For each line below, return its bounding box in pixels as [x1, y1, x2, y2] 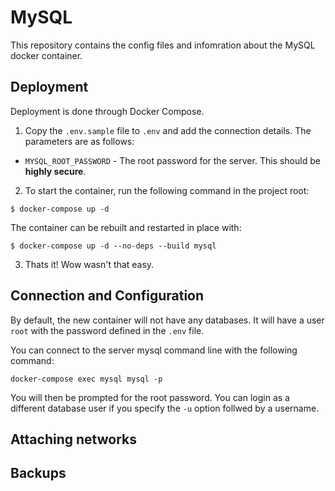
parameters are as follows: [24, 135, 135, 147]
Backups [10, 465, 67, 482]
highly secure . [24, 165, 87, 177]
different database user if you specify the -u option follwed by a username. [10, 402, 320, 414]
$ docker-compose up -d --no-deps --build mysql [10, 241, 217, 251]
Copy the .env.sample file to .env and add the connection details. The [24, 124, 312, 136]
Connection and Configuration [10, 287, 205, 305]
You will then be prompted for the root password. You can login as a [10, 391, 290, 403]
